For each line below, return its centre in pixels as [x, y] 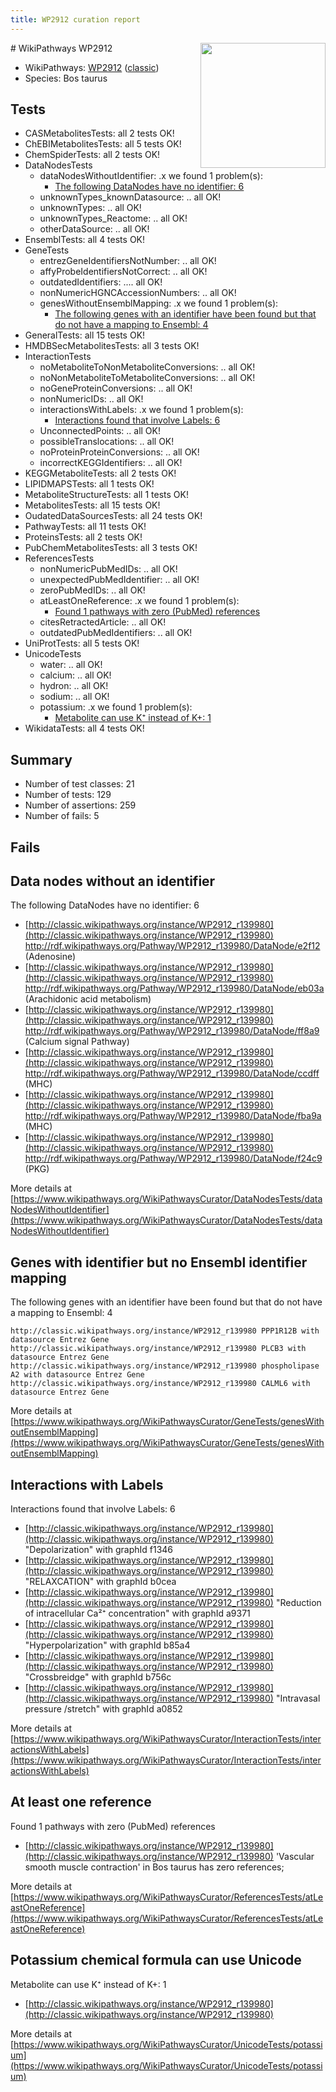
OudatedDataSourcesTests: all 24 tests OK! [113, 516]
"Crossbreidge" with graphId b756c [98, 1677]
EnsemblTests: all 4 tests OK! [85, 240]
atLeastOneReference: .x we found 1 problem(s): [139, 601]
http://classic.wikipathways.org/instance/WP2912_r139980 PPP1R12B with [165, 1331]
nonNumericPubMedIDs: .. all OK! [108, 569]
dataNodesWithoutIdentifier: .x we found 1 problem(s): [151, 176]
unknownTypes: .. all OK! [90, 208]
